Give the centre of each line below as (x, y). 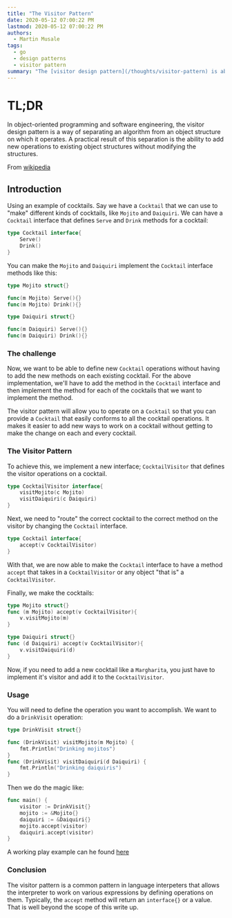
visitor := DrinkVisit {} (55, 807)
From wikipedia (29, 167)
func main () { (28, 801)
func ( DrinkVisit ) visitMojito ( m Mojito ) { (71, 742)
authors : (20, 33)
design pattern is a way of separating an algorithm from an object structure (114, 132)
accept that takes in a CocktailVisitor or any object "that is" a (96, 572)
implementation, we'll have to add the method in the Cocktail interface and (114, 383)
